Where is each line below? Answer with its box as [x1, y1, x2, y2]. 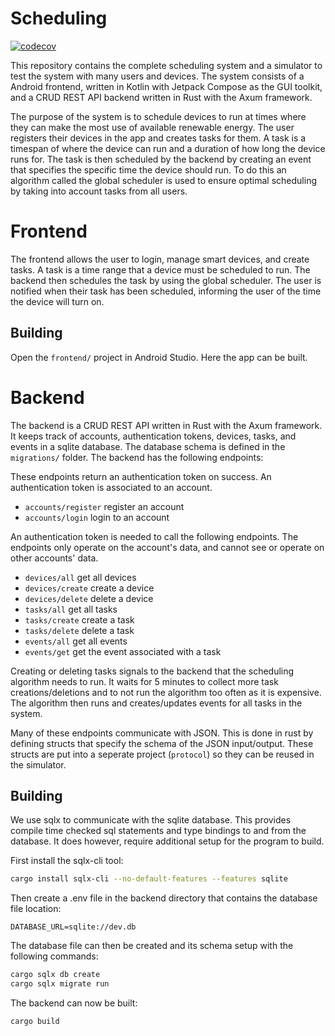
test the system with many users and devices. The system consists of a [10, 70, 305, 82]
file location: [10, 903, 62, 915]
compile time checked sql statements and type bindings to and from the [10, 825, 307, 837]
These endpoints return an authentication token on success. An [10, 470, 272, 482]
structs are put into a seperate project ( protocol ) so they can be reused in [10, 748, 315, 760]
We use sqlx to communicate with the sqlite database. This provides [10, 814, 292, 826]
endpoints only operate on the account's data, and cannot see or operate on [10, 541, 325, 553]
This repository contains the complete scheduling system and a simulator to [10, 59, 323, 71]
